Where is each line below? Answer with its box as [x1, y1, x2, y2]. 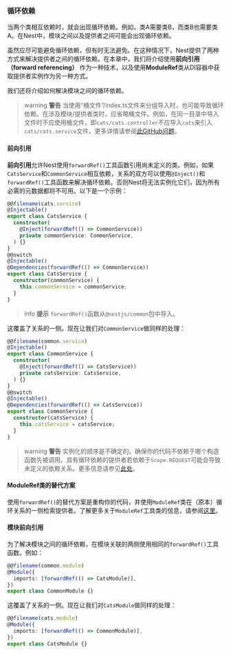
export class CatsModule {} [7, 640, 88, 647]
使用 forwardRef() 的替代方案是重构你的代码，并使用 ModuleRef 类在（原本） [7, 497, 217, 506]
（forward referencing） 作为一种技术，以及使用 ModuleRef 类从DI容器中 [7, 63, 214, 72]
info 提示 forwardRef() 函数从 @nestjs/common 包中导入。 [23, 309, 179, 318]
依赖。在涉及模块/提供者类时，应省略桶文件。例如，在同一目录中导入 [23, 110, 219, 118]
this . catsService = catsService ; [19, 421, 115, 428]
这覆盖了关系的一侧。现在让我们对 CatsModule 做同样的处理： [7, 601, 177, 609]
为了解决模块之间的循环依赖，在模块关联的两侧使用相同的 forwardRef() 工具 [7, 540, 219, 548]
